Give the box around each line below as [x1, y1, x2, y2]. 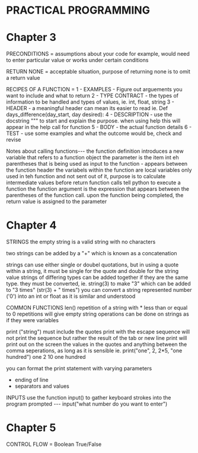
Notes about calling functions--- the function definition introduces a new [6, 147, 184, 155]
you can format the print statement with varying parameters [6, 365, 152, 372]
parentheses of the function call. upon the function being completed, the [6, 192, 184, 199]
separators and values [14, 383, 70, 390]
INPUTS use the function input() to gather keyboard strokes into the [6, 394, 171, 401]
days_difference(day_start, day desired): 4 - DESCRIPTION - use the [6, 111, 173, 118]
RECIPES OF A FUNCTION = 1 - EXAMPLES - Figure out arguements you [6, 86, 183, 93]
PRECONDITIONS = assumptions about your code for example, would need [6, 50, 190, 57]
